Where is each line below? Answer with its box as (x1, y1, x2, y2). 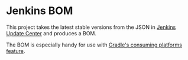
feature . (6, 47, 25, 54)
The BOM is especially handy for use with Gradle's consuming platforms (6, 41, 182, 48)
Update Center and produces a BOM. (6, 29, 96, 36)
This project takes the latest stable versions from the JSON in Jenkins (6, 24, 176, 31)
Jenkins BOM (6, 4, 73, 18)
